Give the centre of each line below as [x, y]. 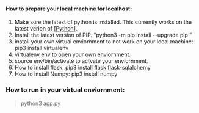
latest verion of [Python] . [46, 29]
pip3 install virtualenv [42, 48]
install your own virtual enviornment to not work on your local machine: [104, 42]
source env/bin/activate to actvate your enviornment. [81, 61]
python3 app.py [41, 103]
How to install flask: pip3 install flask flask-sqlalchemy [82, 68]
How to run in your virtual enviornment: [65, 90]
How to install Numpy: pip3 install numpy [66, 74]
